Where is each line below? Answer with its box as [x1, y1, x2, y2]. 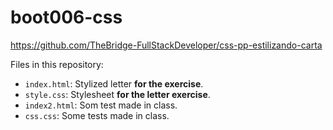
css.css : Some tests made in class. [24, 109, 170, 121]
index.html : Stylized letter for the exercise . [24, 77, 204, 90]
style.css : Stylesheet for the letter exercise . [24, 88, 211, 100]
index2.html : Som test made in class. [24, 99, 178, 111]
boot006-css [10, 6, 123, 29]
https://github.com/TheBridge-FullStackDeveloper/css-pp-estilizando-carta [10, 39, 323, 51]
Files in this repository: [10, 58, 104, 70]
